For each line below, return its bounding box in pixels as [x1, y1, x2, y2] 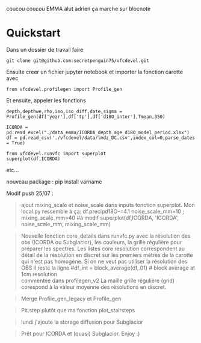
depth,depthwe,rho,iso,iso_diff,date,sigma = [6, 108, 122, 114]
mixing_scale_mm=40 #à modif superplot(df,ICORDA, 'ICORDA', [20, 214, 179, 221]
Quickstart [6, 26, 61, 40]
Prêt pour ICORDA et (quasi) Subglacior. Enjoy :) [20, 330, 140, 337]
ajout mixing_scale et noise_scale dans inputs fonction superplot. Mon [20, 201, 196, 208]
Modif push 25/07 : [6, 190, 54, 197]
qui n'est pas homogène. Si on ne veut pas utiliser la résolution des [20, 258, 188, 265]
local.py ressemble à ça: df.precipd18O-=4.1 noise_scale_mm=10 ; [20, 208, 185, 215]
